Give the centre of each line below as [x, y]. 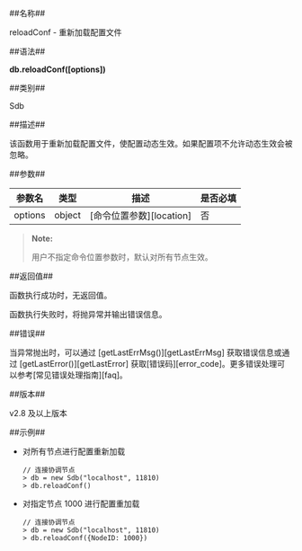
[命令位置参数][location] [140, 216]
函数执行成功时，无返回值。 [61, 295]
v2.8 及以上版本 [38, 413]
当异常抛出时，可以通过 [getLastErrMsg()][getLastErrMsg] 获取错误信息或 [146, 352]
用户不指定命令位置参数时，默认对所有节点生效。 [122, 257]
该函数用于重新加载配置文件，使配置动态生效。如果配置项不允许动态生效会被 [151, 143]
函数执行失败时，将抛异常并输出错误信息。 [88, 314]
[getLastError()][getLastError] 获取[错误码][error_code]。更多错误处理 [148, 364]
